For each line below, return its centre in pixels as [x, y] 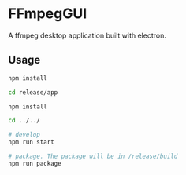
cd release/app [33, 92]
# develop [24, 135]
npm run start [32, 142]
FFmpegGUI [48, 14]
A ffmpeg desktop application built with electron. [87, 35]
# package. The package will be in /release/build [93, 156]
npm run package [35, 163]
